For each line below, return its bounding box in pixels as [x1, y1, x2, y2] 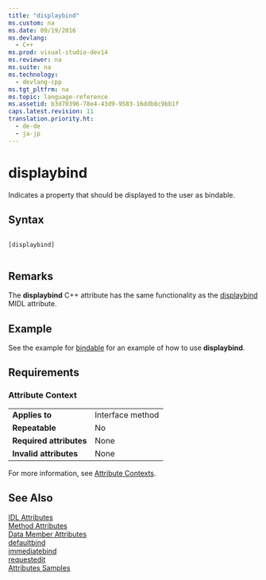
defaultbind [8, 537, 46, 547]
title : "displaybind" [8, 11, 80, 20]
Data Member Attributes [8, 529, 87, 539]
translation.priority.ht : [8, 115, 94, 123]
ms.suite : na [8, 63, 52, 71]
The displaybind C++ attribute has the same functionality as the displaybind [8, 290, 258, 300]
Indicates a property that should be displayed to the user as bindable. [8, 190, 236, 199]
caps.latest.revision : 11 [8, 108, 94, 116]
